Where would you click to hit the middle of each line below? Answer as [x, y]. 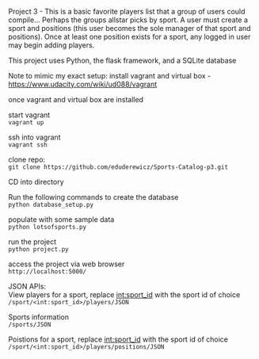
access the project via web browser [67, 264]
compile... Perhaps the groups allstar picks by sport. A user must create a [128, 20]
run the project [32, 242]
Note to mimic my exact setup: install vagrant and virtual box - [110, 76]
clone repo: [27, 159]
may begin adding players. [51, 45]
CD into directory [36, 182]
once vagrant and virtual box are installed [76, 99]
